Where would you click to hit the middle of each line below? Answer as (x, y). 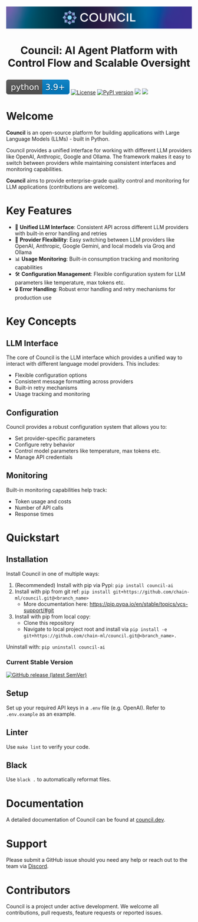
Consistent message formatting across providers (74, 382)
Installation (27, 560)
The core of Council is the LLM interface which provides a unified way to (94, 357)
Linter (17, 733)
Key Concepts (41, 322)
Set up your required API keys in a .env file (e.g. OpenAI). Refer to (86, 708)
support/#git (39, 610)
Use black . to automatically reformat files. (59, 780)
